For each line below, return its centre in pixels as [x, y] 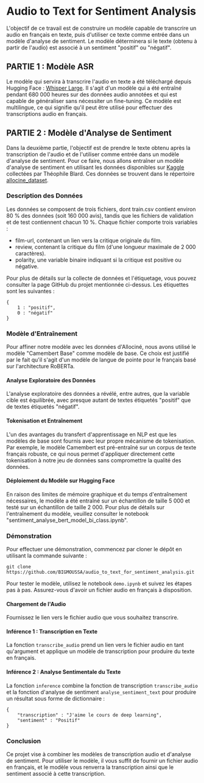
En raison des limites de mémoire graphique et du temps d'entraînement [97, 494]
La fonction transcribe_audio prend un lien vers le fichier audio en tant [95, 645]
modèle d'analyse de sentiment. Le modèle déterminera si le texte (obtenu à [102, 41]
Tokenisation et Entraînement [44, 420]
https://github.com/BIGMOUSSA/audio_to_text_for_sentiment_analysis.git [100, 572]
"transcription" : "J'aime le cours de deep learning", [90, 715]
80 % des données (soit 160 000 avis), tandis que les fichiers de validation [100, 215]
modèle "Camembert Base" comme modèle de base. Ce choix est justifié [98, 353]
